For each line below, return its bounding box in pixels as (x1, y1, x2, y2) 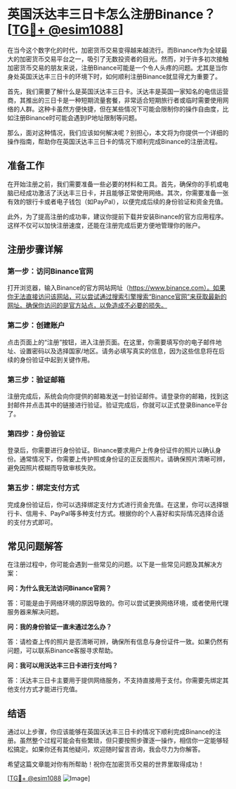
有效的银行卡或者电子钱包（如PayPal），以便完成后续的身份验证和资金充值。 (7, 197, 227, 206)
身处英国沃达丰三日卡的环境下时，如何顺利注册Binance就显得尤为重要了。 (7, 72, 222, 81)
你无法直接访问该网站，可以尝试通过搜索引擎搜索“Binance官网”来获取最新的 (7, 292, 227, 301)
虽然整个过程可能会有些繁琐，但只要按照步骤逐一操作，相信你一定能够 (19, 736, 223, 745)
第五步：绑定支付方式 (7, 483, 79, 493)
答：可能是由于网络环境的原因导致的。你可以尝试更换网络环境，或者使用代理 (7, 599, 229, 608)
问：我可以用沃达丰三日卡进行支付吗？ (7, 661, 118, 670)
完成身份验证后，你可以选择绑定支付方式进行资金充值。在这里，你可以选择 (7, 500, 223, 509)
